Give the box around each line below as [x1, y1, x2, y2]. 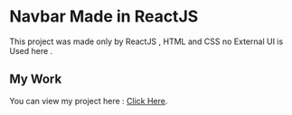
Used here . [9, 45, 53, 56]
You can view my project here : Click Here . [9, 95, 168, 106]
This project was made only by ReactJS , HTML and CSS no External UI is [9, 36, 284, 47]
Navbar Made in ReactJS [9, 6, 199, 27]
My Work [9, 72, 62, 87]
